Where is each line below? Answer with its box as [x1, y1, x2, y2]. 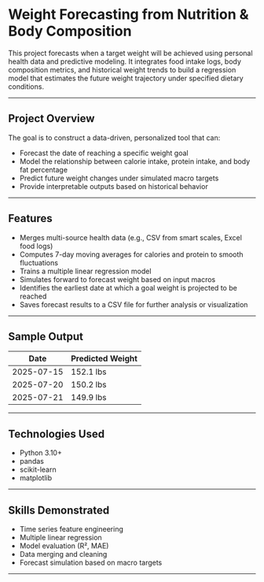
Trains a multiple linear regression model [19, 266, 152, 276]
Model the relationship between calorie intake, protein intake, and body [19, 156, 251, 166]
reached [19, 291, 47, 301]
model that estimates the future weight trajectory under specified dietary [8, 73, 244, 83]
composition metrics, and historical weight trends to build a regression [8, 65, 236, 74]
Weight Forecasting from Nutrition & [8, 6, 249, 24]
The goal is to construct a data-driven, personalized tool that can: [8, 132, 221, 143]
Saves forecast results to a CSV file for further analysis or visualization [19, 299, 248, 309]
